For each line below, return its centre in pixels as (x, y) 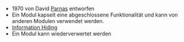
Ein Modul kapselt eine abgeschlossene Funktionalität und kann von (95, 15)
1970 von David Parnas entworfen (53, 9)
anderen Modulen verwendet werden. (58, 21)
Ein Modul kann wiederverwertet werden (61, 34)
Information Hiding (34, 27)
